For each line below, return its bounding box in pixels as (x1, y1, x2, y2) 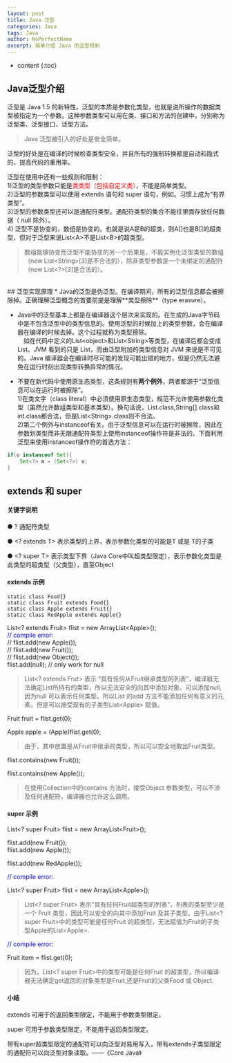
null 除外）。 (20, 216, 55, 224)
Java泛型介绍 (7, 83, 65, 95)
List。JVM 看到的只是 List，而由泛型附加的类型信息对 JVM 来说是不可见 (17, 345, 222, 353)
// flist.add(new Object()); (7, 653, 79, 661)
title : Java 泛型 (7, 17, 55, 24)
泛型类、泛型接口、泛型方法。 (7, 120, 92, 128)
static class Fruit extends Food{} (7, 600, 110, 607)
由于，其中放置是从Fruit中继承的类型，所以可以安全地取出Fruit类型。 (23, 742, 220, 750)
